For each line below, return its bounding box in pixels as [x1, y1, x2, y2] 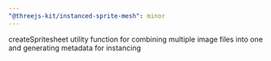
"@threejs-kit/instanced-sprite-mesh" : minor [8, 11, 165, 20]
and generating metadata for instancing [8, 42, 141, 53]
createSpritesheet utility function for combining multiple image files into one [8, 34, 263, 44]
